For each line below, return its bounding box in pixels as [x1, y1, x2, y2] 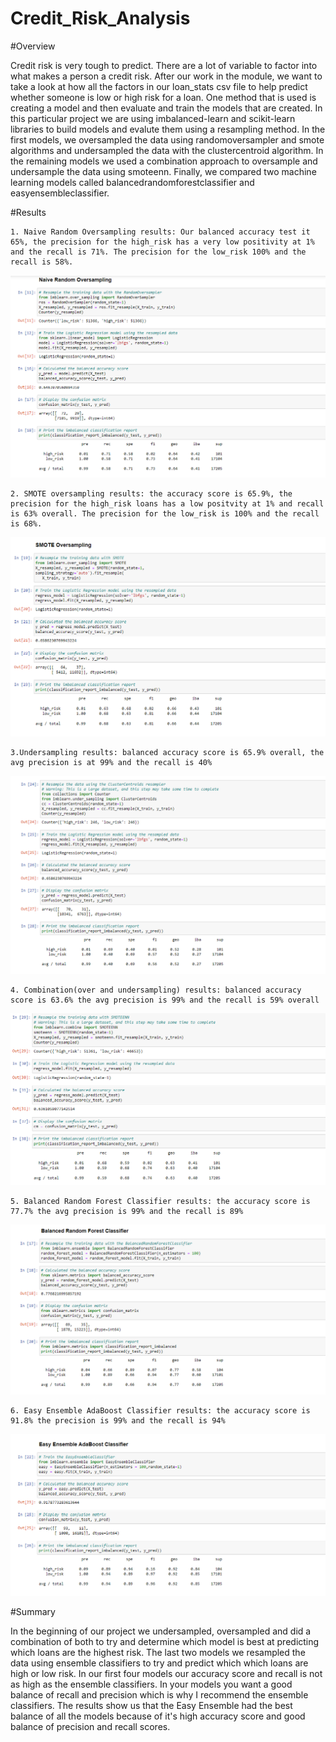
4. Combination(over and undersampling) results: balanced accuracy [10, 985, 302, 995]
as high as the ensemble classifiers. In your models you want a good [10, 1678, 293, 1690]
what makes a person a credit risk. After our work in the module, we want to [10, 70, 323, 82]
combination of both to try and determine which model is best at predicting [10, 1635, 320, 1647]
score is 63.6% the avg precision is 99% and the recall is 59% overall [10, 995, 320, 1005]
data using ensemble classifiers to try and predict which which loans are [10, 1657, 309, 1669]
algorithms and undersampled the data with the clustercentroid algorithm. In [10, 144, 324, 156]
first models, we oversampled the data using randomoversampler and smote [10, 133, 325, 146]
